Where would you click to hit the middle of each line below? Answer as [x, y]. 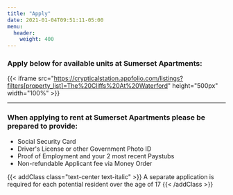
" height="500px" [193, 86]
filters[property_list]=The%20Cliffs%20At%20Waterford [88, 86]
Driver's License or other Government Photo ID [84, 149]
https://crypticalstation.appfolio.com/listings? [119, 78]
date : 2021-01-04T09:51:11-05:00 [55, 20]
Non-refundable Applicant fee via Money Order [85, 163]
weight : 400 [37, 39]
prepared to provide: [43, 127]
